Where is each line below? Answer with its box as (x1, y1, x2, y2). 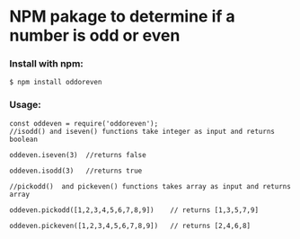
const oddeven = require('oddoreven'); (9, 119, 159, 128)
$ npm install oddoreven (9, 78, 102, 87)
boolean (9, 135, 39, 144)
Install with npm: (9, 58, 84, 70)
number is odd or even (9, 25, 181, 46)
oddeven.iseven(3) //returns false (9, 150, 146, 159)
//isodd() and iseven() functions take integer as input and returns (9, 127, 276, 136)
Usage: (9, 99, 42, 111)
